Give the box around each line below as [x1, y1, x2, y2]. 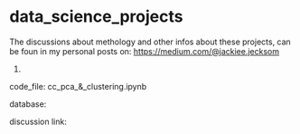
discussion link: [9, 116, 68, 127]
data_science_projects [9, 6, 183, 27]
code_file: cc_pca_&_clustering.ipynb [9, 81, 147, 91]
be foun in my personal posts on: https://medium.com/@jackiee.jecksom [9, 45, 280, 56]
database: [9, 98, 47, 110]
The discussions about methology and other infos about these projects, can [9, 36, 291, 47]
